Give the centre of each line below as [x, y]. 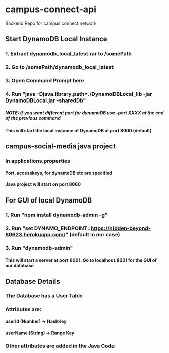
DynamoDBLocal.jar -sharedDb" [46, 100]
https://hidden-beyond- [121, 228]
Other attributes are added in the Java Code [60, 346]
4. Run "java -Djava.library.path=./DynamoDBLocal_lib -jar [79, 94]
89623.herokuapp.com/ [35, 234]
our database [19, 266]
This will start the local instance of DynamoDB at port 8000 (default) [78, 130]
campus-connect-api [51, 9]
